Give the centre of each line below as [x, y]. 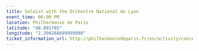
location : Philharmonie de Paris [47, 22]
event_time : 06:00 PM [33, 17]
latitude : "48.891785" [34, 28]
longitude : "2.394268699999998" [46, 33]
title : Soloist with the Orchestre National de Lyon [73, 11]
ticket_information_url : [37, 39]
